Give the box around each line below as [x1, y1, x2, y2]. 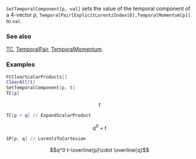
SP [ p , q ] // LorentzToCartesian [6, 135, 86, 141]
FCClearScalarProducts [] [6, 74, 68, 80]
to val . [6, 18, 23, 24]
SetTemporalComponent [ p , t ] [6, 85, 76, 91]
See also [6, 32, 31, 40]
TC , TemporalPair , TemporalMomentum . [6, 46, 104, 53]
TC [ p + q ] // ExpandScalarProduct [6, 112, 92, 119]
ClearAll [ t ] [6, 79, 36, 85]
